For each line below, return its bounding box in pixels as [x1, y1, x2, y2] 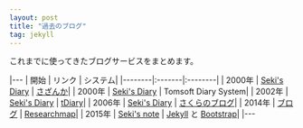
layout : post [9, 13, 59, 23]
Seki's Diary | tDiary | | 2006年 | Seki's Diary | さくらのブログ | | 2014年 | [9, 97, 276, 108]
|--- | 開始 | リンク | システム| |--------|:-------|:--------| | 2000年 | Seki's [9, 75, 284, 86]
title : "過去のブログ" [9, 22, 87, 31]
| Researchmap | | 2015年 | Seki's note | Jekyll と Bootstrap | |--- [19, 109, 256, 120]
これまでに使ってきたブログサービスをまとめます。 [9, 56, 199, 67]
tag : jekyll [9, 30, 54, 39]
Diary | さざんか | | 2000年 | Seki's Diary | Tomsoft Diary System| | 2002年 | [9, 87, 289, 97]
